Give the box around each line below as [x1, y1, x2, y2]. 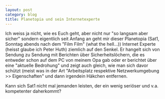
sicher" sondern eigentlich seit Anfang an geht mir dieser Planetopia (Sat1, [5, 36, 159, 42]
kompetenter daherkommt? [5, 88, 61, 94]
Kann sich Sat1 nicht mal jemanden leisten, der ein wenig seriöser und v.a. [5, 83, 158, 89]
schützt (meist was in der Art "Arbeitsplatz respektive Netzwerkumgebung [5, 68, 159, 74]
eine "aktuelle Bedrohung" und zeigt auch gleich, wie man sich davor [5, 62, 148, 68]
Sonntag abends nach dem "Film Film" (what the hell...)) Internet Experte [5, 41, 156, 47]
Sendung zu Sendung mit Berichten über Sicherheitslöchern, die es [5, 52, 145, 58]
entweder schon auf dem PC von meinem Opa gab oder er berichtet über [5, 57, 157, 63]
